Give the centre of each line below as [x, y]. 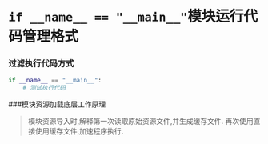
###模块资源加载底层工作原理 [57, 104]
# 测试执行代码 [44, 88]
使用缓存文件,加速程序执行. [79, 131]
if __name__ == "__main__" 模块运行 [126, 16]
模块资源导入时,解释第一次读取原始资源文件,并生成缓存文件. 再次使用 [140, 122]
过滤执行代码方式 [41, 63]
